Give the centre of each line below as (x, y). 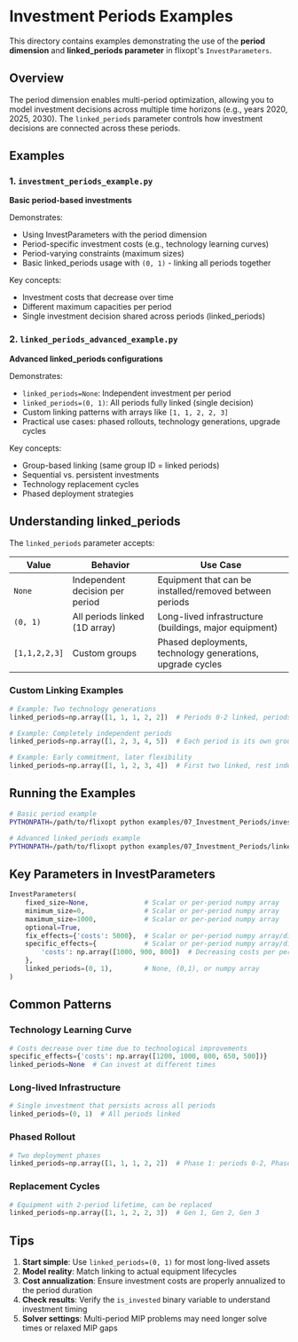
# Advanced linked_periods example (75, 838)
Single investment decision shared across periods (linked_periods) (144, 316)
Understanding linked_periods (95, 521)
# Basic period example (53, 814)
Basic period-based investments (71, 201)
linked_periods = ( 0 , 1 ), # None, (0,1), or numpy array (142, 969)
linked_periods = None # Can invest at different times (113, 1065)
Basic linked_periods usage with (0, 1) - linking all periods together (146, 263)
